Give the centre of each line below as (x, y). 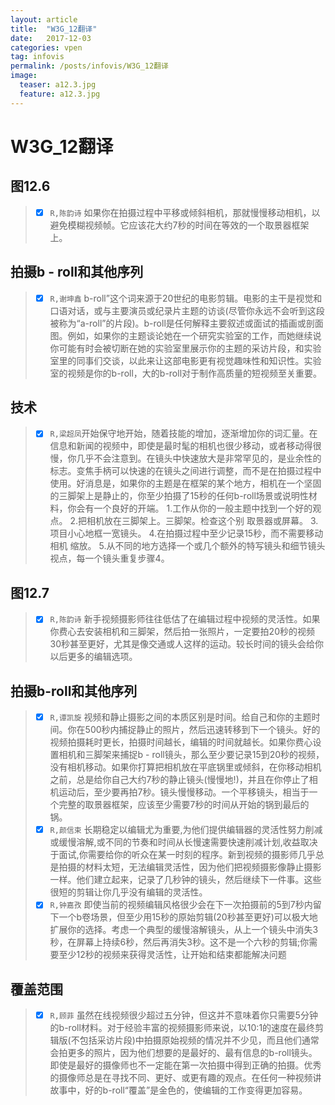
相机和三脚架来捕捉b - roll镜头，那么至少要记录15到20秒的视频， (191, 755)
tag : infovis (37, 57)
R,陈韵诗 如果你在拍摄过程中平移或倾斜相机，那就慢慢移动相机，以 (185, 212)
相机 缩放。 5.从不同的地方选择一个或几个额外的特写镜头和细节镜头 (187, 546)
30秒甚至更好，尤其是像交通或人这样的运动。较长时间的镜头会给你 (187, 644)
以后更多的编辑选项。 (93, 657)
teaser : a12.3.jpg (58, 85)
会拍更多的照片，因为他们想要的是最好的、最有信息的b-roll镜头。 (183, 1053)
